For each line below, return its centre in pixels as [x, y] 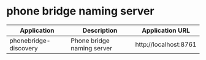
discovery [24, 48]
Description [100, 30]
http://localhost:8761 [166, 44]
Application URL [166, 30]
